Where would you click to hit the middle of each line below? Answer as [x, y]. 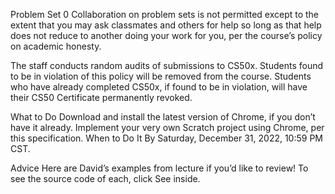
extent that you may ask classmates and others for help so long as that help [166, 25]
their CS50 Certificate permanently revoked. [101, 97]
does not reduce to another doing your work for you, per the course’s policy [166, 35]
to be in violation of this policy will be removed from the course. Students [161, 76]
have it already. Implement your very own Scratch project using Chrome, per [167, 127]
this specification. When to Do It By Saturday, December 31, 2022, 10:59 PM [166, 138]
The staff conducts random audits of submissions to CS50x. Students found [167, 65]
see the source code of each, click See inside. [105, 178]
